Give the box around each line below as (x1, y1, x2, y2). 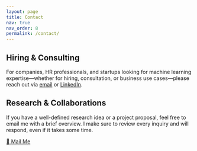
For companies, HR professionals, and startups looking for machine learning (6, 68, 192, 75)
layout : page (6, 8, 38, 15)
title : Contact (6, 14, 44, 20)
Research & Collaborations (6, 98, 106, 108)
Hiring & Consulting (6, 53, 80, 63)
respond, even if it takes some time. (6, 126, 93, 133)
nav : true (6, 20, 31, 25)
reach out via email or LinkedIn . (6, 81, 83, 88)
